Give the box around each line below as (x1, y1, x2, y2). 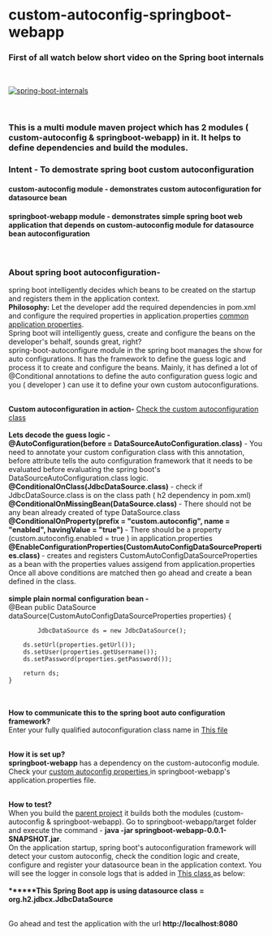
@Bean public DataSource (8, 603, 97, 612)
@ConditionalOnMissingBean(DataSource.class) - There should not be (8, 499, 252, 509)
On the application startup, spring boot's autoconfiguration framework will (8, 843, 257, 852)
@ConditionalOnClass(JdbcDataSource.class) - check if (8, 482, 203, 492)
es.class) (8, 551, 41, 560)
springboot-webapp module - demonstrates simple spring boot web (8, 211, 243, 221)
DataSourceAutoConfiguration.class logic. (8, 473, 149, 483)
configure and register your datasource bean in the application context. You (8, 860, 262, 869)
